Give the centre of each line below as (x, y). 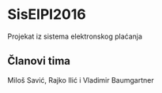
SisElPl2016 (47, 15)
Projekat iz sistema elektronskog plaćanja (75, 36)
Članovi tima (39, 61)
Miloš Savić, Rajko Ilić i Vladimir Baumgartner (81, 80)
